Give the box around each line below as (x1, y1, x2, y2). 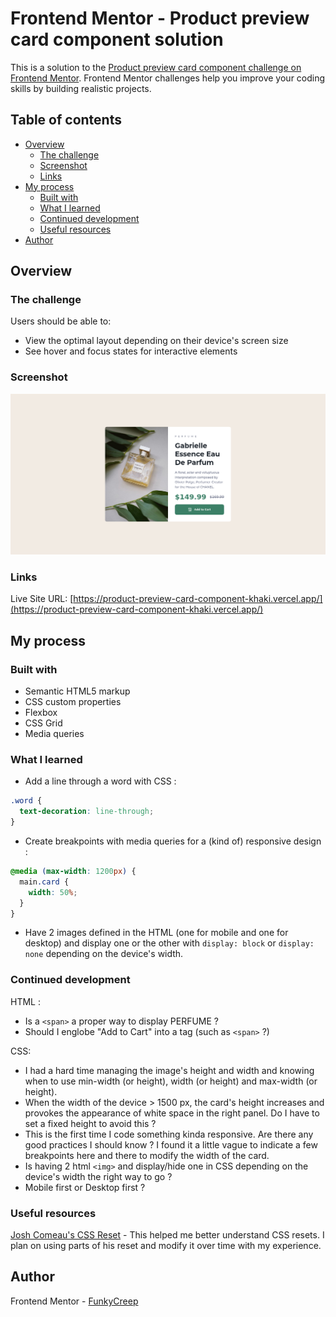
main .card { (19, 877, 70, 887)
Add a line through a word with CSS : (24, 775, 177, 787)
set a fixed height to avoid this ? (24, 1117, 157, 1129)
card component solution (10, 28, 224, 51)
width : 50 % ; (28, 887, 78, 897)
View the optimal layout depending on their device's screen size (24, 335, 289, 347)
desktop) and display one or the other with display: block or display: (24, 937, 315, 949)
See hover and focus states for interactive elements (24, 345, 238, 357)
